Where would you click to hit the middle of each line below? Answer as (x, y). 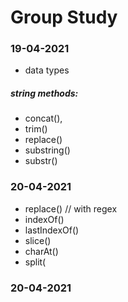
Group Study (64, 17)
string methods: (44, 93)
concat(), (43, 118)
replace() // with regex (71, 208)
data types (47, 70)
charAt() (41, 251)
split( (35, 262)
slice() (38, 240)
